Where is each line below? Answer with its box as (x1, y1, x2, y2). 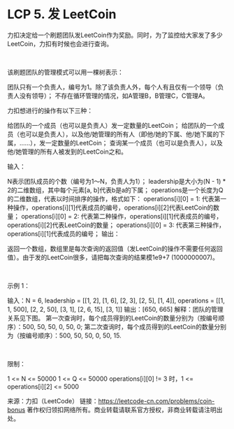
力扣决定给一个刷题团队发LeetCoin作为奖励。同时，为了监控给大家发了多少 (7, 31, 224, 39)
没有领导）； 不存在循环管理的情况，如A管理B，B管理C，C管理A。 (19, 92, 210, 100)
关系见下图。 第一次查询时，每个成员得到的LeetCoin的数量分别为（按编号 (7, 314, 219, 322)
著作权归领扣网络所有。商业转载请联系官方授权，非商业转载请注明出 (27, 405, 223, 414)
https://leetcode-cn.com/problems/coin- (98, 396, 215, 405)
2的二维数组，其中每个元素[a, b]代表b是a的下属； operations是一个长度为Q (7, 186, 224, 194)
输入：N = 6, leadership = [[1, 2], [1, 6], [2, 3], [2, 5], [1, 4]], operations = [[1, (7, 296, 225, 305)
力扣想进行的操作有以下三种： (7, 106, 93, 115)
